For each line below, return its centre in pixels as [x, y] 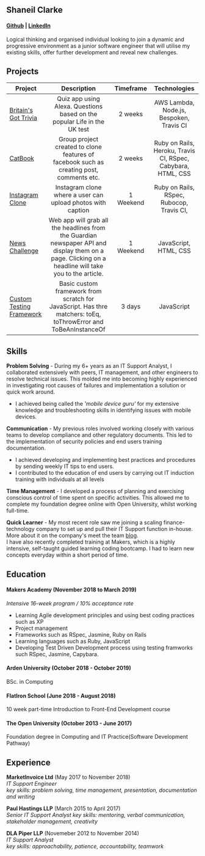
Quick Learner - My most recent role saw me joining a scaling [85, 522]
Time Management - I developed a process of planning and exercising [95, 491]
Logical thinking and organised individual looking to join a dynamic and [95, 39]
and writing [21, 797]
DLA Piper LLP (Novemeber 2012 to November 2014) [73, 833]
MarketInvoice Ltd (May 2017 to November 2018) [68, 777]
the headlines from [78, 228]
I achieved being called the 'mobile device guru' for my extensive [97, 404]
